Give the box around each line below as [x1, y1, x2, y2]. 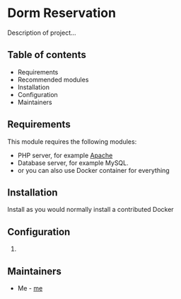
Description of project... [7, 28, 76, 37]
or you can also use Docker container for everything [17, 166, 170, 174]
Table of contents [7, 49, 86, 61]
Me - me [17, 284, 43, 292]
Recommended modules [17, 75, 89, 84]
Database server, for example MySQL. [17, 158, 129, 167]
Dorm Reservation [7, 5, 117, 21]
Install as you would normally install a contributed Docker [7, 205, 175, 214]
